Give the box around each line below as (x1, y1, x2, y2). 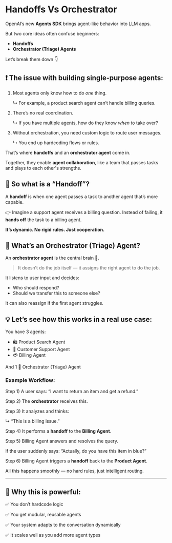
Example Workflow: (5, 377, 55, 384)
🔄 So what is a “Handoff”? (5, 180, 90, 188)
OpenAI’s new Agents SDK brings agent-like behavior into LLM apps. (5, 21, 151, 27)
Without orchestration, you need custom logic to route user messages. (12, 129, 162, 135)
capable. (5, 199, 24, 205)
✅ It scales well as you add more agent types (5, 532, 101, 538)
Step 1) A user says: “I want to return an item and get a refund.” (5, 389, 139, 395)
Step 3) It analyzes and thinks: (5, 408, 69, 414)
